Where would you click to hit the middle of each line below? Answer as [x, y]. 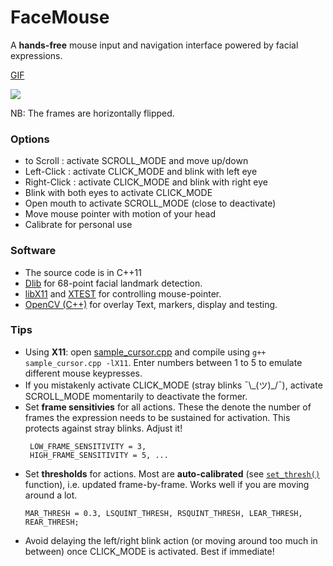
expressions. [36, 55]
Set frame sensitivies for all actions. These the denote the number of [168, 407]
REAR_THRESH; [52, 522]
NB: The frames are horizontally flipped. [92, 113]
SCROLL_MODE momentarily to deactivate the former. [136, 396]
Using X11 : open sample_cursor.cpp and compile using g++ [145, 352]
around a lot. [51, 495]
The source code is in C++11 [83, 272]
